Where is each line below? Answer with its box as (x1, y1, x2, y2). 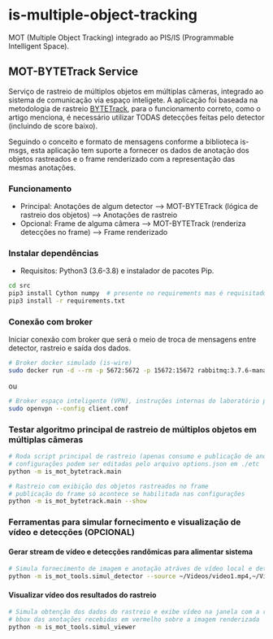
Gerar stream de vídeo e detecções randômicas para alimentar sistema (8, 546, 253, 556)
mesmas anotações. (8, 163, 76, 172)
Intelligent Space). (8, 41, 70, 50)
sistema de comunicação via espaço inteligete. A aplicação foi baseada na (8, 95, 258, 105)
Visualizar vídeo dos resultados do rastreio (8, 589, 157, 599)
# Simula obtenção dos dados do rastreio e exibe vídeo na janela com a (8, 608, 260, 616)
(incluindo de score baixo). (8, 120, 98, 131)
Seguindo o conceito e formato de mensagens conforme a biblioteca (8, 137, 239, 146)
